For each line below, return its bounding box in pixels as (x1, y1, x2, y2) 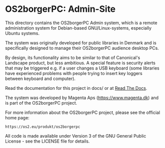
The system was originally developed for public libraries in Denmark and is (5, 39, 157, 45)
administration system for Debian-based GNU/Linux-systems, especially (5, 25, 152, 31)
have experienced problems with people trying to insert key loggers (5, 70, 143, 76)
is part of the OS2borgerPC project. (5, 100, 77, 106)
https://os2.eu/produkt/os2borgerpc (5, 124, 80, 129)
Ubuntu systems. (5, 30, 40, 36)
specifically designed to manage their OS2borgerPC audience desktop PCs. (5, 45, 159, 51)
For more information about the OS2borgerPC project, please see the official (5, 110, 160, 115)
